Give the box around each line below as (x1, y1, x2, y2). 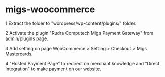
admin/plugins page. (5, 35, 48, 42)
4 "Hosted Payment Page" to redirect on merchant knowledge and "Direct (5, 60, 160, 66)
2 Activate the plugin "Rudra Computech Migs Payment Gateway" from (5, 30, 154, 36)
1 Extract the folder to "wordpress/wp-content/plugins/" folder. (5, 20, 137, 26)
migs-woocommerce (5, 4, 95, 15)
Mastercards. (5, 51, 33, 57)
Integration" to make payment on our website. (5, 66, 102, 72)
